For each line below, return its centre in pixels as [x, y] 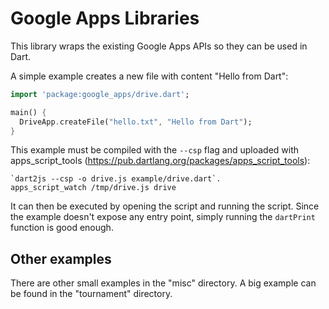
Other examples [61, 258]
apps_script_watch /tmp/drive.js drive [93, 188]
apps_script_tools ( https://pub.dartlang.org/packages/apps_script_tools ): [160, 161]
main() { [28, 112]
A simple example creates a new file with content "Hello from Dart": [149, 76]
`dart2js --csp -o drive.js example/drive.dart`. [116, 179]
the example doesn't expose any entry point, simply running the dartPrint [163, 217]
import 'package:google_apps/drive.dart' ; [100, 94]
